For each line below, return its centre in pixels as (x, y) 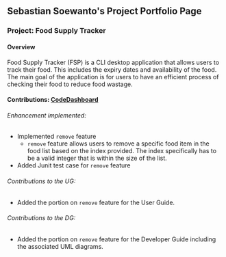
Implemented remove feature (56, 137)
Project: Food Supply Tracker (56, 31)
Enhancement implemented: (47, 115)
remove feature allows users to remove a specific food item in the (118, 144)
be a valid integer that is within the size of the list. (97, 158)
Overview (21, 46)
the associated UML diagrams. (60, 246)
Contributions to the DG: (41, 218)
